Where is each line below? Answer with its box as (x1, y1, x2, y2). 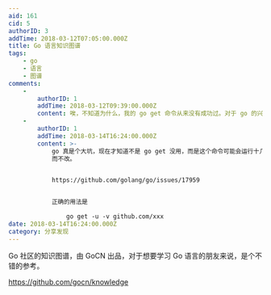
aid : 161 (8, 11, 38, 20)
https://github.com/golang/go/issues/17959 (51, 176, 200, 184)
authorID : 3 (8, 27, 48, 35)
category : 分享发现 (8, 227, 69, 235)
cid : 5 (8, 19, 31, 27)
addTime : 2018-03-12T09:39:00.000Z (37, 102, 157, 110)
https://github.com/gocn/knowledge (8, 276, 129, 287)
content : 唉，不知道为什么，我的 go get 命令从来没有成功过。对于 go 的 (37, 110, 258, 118)
